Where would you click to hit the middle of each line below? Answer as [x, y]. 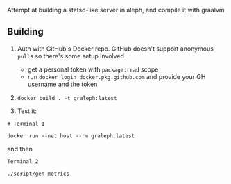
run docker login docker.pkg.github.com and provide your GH [117, 76]
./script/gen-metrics [38, 174]
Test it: [27, 111]
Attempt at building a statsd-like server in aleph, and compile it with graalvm [116, 10]
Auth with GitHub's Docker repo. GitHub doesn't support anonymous [115, 49]
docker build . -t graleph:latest [67, 98]
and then [20, 149]
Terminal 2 [23, 161]
